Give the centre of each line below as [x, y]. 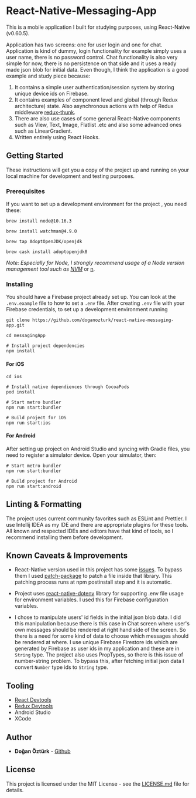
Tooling [20, 686]
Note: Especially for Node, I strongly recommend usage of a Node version [95, 263]
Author [19, 737]
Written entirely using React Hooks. [57, 137]
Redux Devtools [34, 706]
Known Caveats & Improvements [67, 555]
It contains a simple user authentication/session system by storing [94, 87]
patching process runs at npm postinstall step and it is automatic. [93, 582]
